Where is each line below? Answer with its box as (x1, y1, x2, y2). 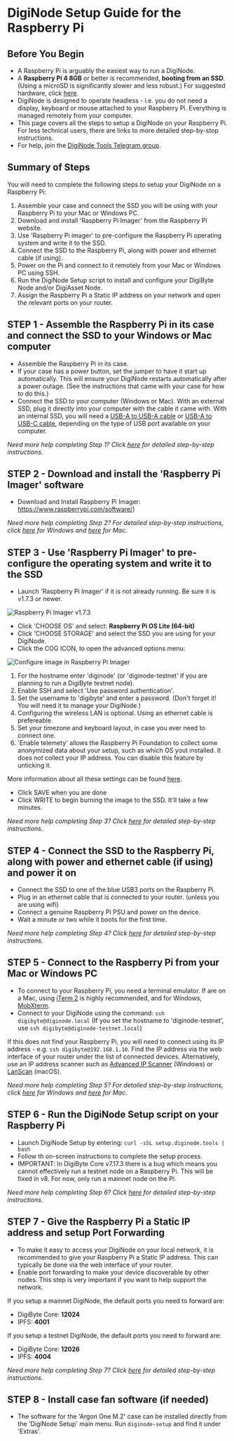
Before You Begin (7, 48, 85, 60)
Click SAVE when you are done (17, 789, 107, 797)
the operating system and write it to (53, 557, 212, 569)
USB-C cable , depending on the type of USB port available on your (17, 419, 211, 427)
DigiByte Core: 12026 (17, 1345, 81, 1353)
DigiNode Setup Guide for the (7, 5, 181, 21)
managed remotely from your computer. (17, 111, 133, 119)
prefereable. (17, 716, 53, 725)
